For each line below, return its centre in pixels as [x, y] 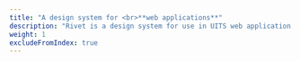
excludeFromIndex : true [54, 43]
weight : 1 [28, 34]
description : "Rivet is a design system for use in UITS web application [150, 26]
